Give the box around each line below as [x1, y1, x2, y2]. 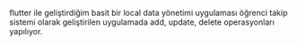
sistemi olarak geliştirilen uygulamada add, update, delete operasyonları [9, 17, 275, 27]
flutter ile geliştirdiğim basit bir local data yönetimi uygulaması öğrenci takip [9, 8, 288, 18]
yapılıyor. [9, 26, 43, 36]
